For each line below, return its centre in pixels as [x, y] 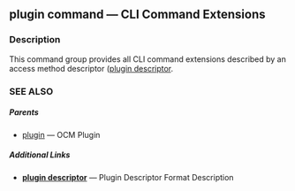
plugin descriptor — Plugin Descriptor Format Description [128, 177]
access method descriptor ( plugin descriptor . [91, 68]
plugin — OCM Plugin [61, 134]
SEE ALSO [31, 91]
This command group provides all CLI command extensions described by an [148, 59]
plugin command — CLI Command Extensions [137, 15]
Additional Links [40, 155]
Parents [24, 112]
